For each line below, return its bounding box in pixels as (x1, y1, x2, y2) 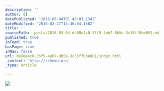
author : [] (5, 12, 28, 17)
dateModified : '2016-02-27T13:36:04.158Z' (5, 21, 95, 26)
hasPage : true (5, 44, 35, 49)
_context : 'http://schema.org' (5, 58, 70, 63)
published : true (5, 35, 39, 40)
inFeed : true (5, 40, 32, 45)
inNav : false (5, 49, 32, 54)
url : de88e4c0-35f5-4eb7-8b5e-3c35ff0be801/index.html (5, 53, 122, 59)
